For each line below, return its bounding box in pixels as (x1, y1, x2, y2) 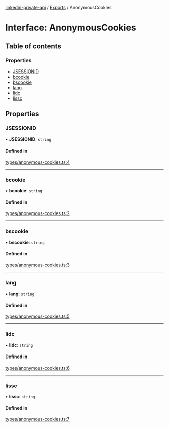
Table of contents (5, 42, 61, 50)
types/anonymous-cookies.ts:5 (5, 313, 70, 319)
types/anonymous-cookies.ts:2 (5, 210, 70, 217)
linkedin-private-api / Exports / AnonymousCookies (5, 5, 112, 10)
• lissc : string (5, 394, 35, 400)
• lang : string (5, 291, 35, 297)
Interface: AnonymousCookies (5, 22, 137, 33)
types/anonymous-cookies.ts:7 (5, 416, 70, 422)
